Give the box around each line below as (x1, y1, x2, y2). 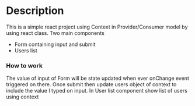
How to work (6, 61, 43, 69)
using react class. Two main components (6, 29, 105, 36)
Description (6, 4, 64, 17)
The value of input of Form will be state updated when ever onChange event (6, 75, 190, 82)
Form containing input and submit (14, 41, 96, 48)
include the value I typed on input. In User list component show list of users (6, 87, 188, 94)
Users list (14, 47, 38, 54)
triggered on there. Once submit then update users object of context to (6, 81, 177, 88)
